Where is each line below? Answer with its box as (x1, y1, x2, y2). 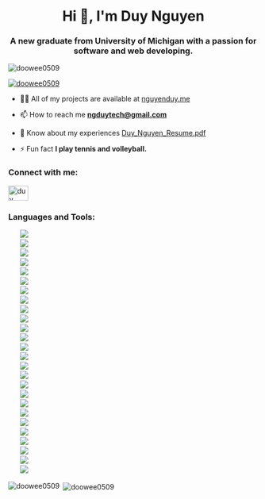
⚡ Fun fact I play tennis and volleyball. (19, 144, 147, 154)
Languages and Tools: (8, 211, 95, 222)
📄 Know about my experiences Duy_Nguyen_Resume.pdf (19, 129, 206, 138)
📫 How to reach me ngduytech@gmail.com (19, 110, 167, 120)
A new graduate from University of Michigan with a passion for (10, 36, 257, 47)
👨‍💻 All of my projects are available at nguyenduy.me (19, 94, 190, 104)
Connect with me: (8, 167, 79, 178)
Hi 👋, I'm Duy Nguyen (62, 7, 205, 25)
